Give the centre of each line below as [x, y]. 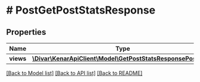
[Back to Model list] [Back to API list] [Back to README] [74, 73]
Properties [26, 32]
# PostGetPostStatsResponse [81, 10]
